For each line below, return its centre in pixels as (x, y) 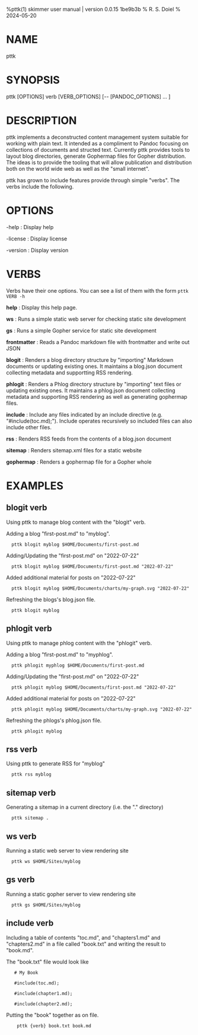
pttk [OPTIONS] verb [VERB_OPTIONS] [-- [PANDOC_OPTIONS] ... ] (88, 96)
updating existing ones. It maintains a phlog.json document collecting (91, 390)
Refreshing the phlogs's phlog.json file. (54, 720)
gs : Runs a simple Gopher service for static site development (82, 330)
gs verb (20, 880)
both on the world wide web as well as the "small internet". (78, 168)
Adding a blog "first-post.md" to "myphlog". (60, 654)
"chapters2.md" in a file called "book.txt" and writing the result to (86, 944)
